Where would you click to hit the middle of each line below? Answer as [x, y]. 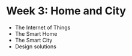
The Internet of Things [43, 27]
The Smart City [34, 40]
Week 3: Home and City [66, 11]
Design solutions [36, 46]
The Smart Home [36, 33]
